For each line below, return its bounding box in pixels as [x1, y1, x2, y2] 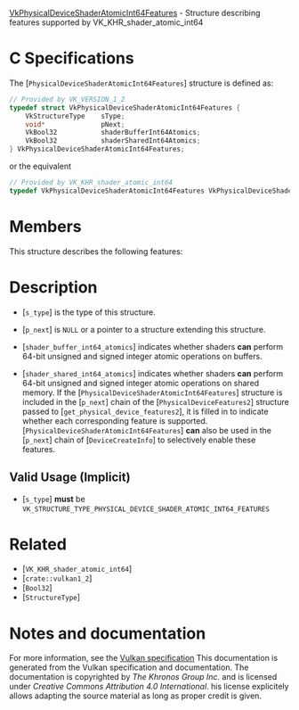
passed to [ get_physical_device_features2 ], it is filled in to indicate [21, 406, 269, 417]
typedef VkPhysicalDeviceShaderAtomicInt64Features [9, 186, 205, 195]
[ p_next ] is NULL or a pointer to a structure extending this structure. [21, 324, 266, 334]
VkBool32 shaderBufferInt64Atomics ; [25, 128, 201, 137]
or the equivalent [9, 161, 72, 172]
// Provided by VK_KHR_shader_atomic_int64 [9, 178, 174, 187]
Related [9, 534, 67, 554]
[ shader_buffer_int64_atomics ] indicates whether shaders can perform [21, 341, 284, 351]
